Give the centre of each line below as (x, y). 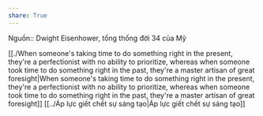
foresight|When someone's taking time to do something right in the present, (131, 78)
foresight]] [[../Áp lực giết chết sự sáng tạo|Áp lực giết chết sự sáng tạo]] (127, 103)
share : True (28, 15)
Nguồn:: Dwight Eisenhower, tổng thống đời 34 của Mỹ (98, 38)
